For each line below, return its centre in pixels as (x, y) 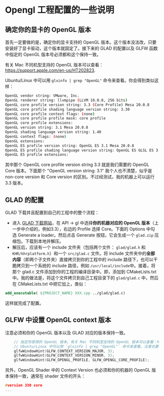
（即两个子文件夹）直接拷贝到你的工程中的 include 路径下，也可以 (87, 260)
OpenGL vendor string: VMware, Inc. (42, 96)
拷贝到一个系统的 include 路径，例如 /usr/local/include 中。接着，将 (86, 266)
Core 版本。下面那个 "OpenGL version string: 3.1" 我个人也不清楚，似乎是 (79, 171)
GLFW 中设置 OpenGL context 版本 (58, 320)
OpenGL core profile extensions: (39, 123)
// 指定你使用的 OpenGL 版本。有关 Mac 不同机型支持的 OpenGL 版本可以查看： (85, 342)
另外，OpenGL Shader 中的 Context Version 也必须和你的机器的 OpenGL (78, 370)
